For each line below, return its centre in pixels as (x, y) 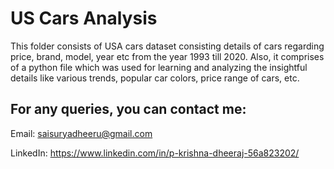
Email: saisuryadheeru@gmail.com (81, 133)
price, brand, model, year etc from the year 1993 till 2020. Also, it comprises (167, 56)
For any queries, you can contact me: (128, 109)
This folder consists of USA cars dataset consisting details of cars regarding (167, 46)
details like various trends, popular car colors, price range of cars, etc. (155, 78)
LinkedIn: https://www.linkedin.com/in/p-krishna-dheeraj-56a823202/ (155, 153)
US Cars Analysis (84, 18)
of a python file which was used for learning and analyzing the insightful (159, 67)
